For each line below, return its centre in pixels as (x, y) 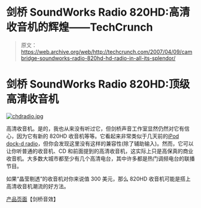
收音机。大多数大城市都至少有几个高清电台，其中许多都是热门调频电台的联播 (100, 158)
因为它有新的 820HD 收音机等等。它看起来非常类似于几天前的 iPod (98, 136)
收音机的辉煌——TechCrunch (80, 27)
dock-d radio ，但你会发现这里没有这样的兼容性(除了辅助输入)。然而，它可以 (100, 143)
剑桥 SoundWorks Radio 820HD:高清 (98, 12)
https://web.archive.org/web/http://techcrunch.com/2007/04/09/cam (106, 52)
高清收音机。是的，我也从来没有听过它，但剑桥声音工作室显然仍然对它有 (95, 128)
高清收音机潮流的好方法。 (38, 186)
